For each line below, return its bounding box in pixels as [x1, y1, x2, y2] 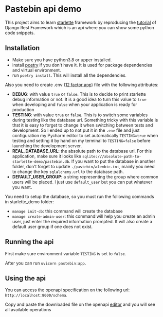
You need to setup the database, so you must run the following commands [5, 194, 154, 199]
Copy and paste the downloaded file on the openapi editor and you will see [5, 301, 156, 307]
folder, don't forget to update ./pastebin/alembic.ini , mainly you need [12, 163, 155, 169]
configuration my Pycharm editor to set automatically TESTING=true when [12, 132, 158, 138]
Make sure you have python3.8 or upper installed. [12, 57, 112, 63]
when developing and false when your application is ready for [12, 101, 137, 107]
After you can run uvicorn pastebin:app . [5, 260, 86, 266]
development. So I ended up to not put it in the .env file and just [12, 127, 140, 133]
